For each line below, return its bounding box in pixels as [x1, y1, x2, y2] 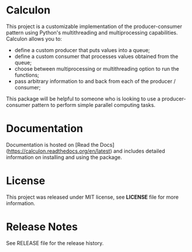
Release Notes [6, 220, 78, 233]
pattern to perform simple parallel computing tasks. [31, 101, 156, 108]
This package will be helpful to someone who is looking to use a [6, 95, 161, 102]
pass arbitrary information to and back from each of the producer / [14, 77, 176, 85]
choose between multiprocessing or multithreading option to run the [14, 65, 180, 72]
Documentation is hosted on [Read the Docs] [6, 141, 115, 148]
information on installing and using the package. [6, 153, 122, 161]
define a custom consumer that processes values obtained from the [14, 53, 179, 60]
